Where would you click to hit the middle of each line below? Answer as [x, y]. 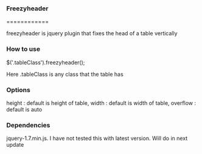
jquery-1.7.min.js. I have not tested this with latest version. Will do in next [97, 138]
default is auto [24, 109]
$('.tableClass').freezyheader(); [46, 62]
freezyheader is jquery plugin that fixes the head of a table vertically [92, 33]
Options [18, 90]
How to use [23, 49]
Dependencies [28, 125]
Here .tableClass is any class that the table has [65, 74]
